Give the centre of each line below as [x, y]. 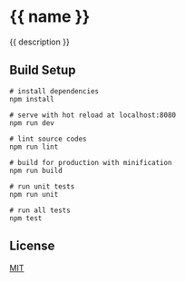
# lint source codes [49, 139]
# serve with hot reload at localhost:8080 [93, 115]
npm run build [36, 170]
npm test [26, 218]
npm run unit [34, 194]
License [32, 246]
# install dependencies [54, 91]
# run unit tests [42, 186]
